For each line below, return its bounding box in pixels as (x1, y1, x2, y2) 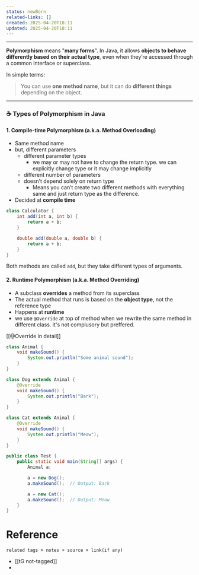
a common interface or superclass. (6, 60, 92, 67)
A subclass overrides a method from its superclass (14, 289, 140, 297)
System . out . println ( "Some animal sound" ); (27, 355, 134, 361)
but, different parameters (14, 146, 76, 153)
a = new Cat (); (27, 491, 65, 497)
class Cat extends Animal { (6, 415, 76, 421)
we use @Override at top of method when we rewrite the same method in (14, 314, 192, 322)
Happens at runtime (14, 308, 65, 315)
